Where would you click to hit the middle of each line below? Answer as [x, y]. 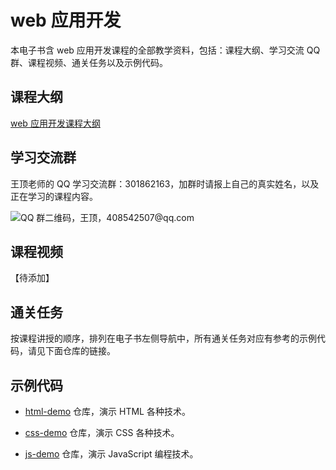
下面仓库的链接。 [80, 351]
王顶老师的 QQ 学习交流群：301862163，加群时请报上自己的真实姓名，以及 [165, 183]
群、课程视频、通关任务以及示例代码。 [89, 62]
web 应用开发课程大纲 [55, 123]
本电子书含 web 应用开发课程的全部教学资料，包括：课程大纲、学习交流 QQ [165, 50]
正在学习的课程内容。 [54, 196]
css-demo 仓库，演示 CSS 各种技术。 [102, 432]
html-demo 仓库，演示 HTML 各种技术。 [107, 411]
